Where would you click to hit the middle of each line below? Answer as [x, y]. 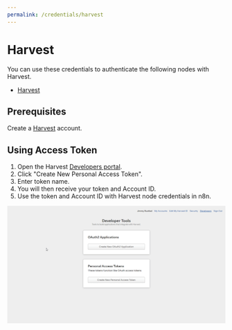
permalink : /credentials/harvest [55, 15]
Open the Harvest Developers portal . [70, 167]
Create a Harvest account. [45, 128]
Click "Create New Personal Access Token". [80, 174]
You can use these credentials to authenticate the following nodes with [108, 69]
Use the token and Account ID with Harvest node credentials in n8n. [114, 196]
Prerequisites [37, 111]
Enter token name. [43, 182]
